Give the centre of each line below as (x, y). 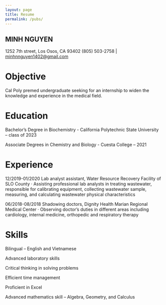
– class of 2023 (21, 135)
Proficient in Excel (24, 287)
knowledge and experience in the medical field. (54, 96)
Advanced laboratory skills (33, 258)
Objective (26, 76)
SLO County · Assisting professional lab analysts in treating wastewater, (79, 184)
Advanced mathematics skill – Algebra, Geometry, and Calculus (70, 297)
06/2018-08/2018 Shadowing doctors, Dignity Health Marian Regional (77, 204)
